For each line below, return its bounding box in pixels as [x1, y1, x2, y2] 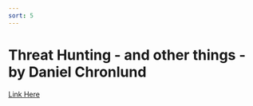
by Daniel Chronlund [8, 63, 147, 80]
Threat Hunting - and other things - [8, 45, 246, 64]
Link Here [8, 89, 40, 99]
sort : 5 [8, 11, 34, 20]
